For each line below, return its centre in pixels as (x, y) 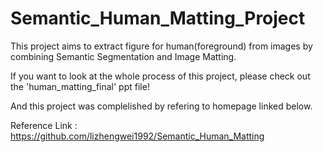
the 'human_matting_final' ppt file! (80, 86)
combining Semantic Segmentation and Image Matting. (123, 56)
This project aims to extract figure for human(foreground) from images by (161, 46)
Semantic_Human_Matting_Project (158, 18)
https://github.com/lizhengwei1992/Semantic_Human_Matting (137, 136)
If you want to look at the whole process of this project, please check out (160, 76)
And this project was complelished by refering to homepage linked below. (161, 106)
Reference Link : (44, 125)
